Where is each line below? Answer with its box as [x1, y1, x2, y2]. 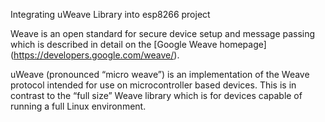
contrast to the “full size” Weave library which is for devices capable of [10, 90, 303, 101]
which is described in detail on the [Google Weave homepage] [10, 39, 267, 50]
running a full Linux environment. [10, 100, 147, 112]
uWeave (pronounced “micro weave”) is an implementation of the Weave [10, 69, 310, 80]
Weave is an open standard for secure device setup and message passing [10, 28, 316, 39]
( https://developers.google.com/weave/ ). [10, 49, 180, 61]
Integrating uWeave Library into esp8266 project [10, 9, 211, 20]
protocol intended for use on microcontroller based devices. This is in [10, 79, 297, 91]
